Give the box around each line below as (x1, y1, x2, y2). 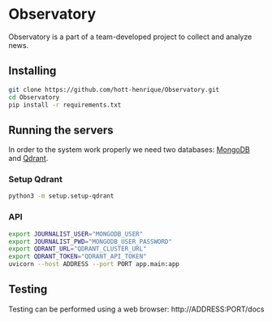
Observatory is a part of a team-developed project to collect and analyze (8, 32, 253, 41)
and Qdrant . (8, 154, 49, 163)
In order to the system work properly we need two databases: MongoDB (8, 145, 250, 154)
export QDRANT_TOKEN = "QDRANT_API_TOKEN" (8, 253, 148, 261)
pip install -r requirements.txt (8, 101, 122, 109)
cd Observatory (8, 93, 60, 102)
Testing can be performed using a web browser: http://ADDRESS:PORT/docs (8, 304, 265, 314)
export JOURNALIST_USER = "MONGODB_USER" (8, 229, 144, 238)
